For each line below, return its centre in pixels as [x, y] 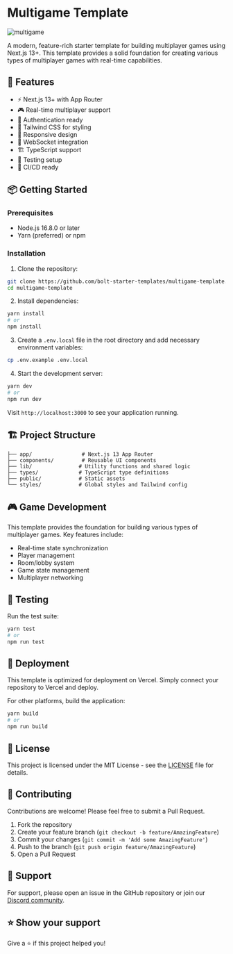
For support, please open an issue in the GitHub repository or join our [106, 893]
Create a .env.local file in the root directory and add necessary [108, 340]
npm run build [28, 727]
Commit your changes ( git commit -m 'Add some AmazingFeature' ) [112, 839]
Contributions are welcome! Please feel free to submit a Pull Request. [106, 811]
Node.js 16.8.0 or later [49, 228]
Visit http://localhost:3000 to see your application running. [93, 412]
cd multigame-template [40, 288]
